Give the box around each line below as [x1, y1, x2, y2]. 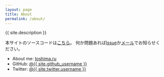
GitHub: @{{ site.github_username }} [12, 61, 88, 67]
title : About [5, 12, 32, 17]
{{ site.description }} [5, 30, 47, 36]
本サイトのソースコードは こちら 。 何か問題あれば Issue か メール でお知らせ [5, 40, 156, 46]
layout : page [5, 7, 32, 12]
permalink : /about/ [5, 16, 46, 21]
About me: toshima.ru [12, 56, 57, 62]
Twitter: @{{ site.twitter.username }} [12, 66, 87, 72]
